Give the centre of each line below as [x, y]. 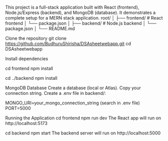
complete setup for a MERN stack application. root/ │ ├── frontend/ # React [84, 18]
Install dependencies [27, 59]
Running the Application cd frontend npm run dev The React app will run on [83, 118]
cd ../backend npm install [31, 78]
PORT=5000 [18, 108]
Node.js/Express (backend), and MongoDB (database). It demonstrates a [80, 13]
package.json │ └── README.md [40, 29]
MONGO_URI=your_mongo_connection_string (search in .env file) [73, 103]
